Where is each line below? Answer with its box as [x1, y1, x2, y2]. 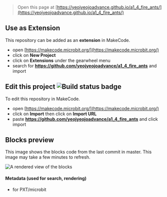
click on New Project [12, 52, 56, 58]
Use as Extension [5, 24, 60, 32]
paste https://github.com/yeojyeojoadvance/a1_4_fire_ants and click [12, 116, 158, 122]
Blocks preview [5, 136, 54, 144]
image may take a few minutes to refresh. [5, 154, 90, 160]
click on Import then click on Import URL [12, 111, 97, 117]
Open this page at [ [17, 4, 57, 10]
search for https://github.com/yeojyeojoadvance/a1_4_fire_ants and [12, 62, 157, 69]
